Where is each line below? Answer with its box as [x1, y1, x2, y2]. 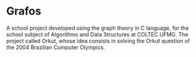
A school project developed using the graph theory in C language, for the [6, 24, 189, 32]
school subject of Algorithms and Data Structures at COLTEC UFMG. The [6, 30, 189, 38]
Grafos [6, 4, 41, 18]
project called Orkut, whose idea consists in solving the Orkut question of [6, 37, 190, 44]
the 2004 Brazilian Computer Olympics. [6, 44, 105, 51]
